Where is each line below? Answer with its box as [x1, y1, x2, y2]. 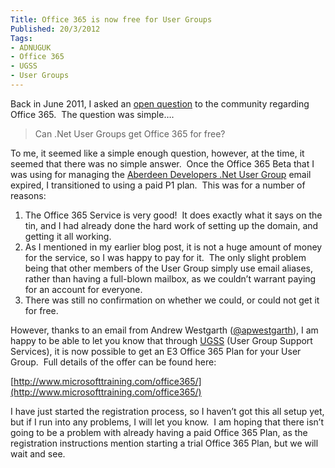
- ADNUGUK [10, 42, 52, 53]
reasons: [10, 189, 47, 201]
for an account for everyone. [24, 283, 143, 295]
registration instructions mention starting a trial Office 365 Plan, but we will [10, 437, 319, 449]
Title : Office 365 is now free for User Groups [10, 14, 213, 25]
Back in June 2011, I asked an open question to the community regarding [10, 97, 310, 110]
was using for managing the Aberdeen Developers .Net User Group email [10, 168, 312, 180]
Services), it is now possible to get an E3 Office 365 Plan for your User [10, 345, 302, 357]
